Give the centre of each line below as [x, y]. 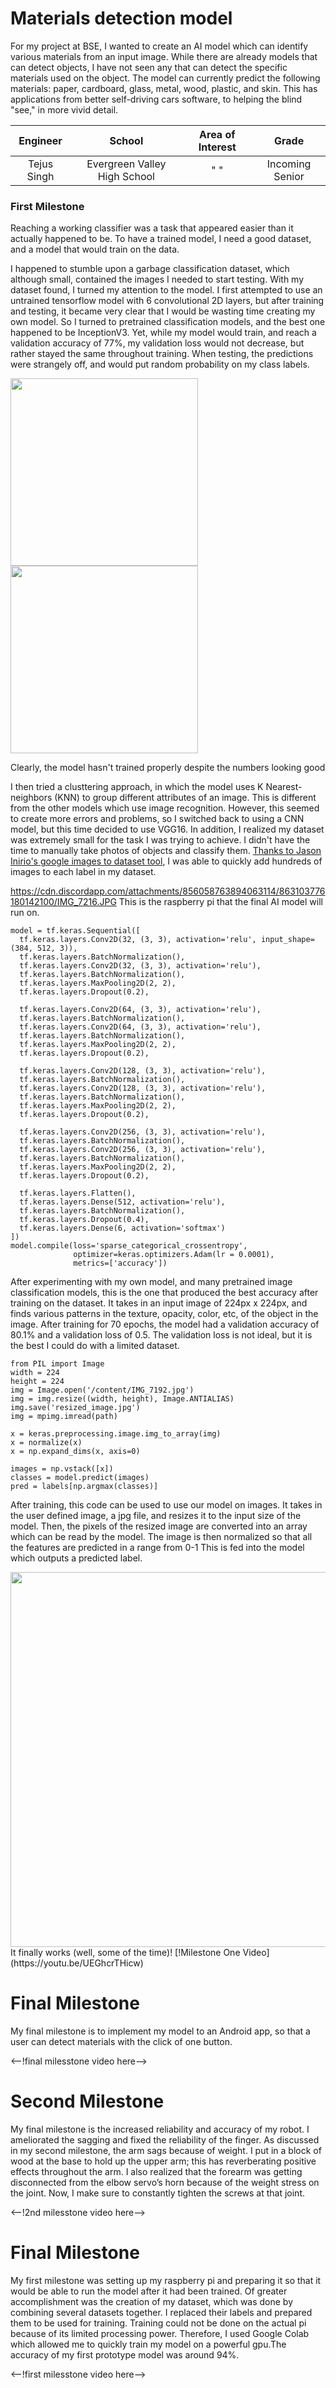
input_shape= [287, 940]
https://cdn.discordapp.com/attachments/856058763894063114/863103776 [168, 891]
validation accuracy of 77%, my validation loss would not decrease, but [157, 343]
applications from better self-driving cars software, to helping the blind [156, 99]
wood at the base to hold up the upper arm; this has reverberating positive [163, 2161]
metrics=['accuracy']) [120, 1263]
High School [126, 176]
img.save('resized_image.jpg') [75, 1408]
